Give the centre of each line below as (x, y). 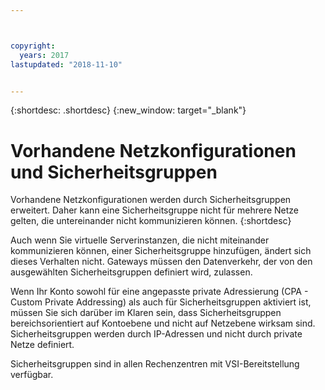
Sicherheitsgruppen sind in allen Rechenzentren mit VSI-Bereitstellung (155, 364)
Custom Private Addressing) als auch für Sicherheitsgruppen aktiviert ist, (161, 302)
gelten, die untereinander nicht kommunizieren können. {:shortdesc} (151, 221)
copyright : (33, 46)
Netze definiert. (42, 345)
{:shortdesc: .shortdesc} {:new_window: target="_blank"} (128, 110)
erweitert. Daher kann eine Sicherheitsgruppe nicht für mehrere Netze (155, 210)
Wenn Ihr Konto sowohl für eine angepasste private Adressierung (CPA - (159, 292)
